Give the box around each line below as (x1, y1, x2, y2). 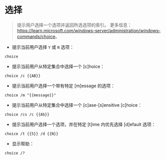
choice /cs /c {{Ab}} (4, 112, 50, 117)
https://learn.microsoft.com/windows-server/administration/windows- (16, 27, 161, 33)
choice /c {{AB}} (4, 73, 41, 78)
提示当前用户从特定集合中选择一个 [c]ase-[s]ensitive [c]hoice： (11, 102, 143, 108)
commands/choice (16, 33, 56, 39)
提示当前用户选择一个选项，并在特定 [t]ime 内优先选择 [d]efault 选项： (11, 121, 156, 127)
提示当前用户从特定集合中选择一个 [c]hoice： (11, 63, 105, 69)
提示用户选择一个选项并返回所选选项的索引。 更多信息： (16, 22, 132, 28)
